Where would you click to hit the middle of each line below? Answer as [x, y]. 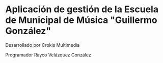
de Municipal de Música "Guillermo [81, 20]
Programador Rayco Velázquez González [48, 55]
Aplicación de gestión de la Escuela [82, 9]
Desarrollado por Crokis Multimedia [43, 45]
